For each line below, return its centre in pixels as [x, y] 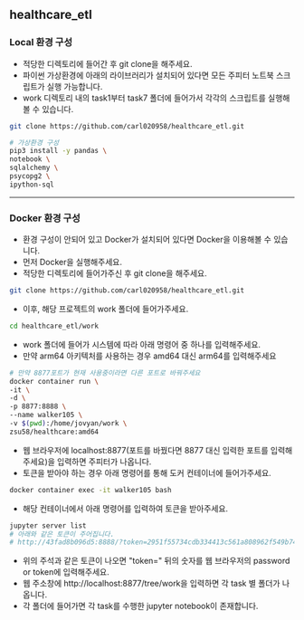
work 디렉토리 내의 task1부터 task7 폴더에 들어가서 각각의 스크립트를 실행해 [156, 98]
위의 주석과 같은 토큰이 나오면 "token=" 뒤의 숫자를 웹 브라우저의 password [156, 561]
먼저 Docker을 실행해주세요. [72, 262]
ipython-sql [32, 185]
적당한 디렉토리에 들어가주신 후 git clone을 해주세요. [114, 273]
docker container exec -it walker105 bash [90, 490]
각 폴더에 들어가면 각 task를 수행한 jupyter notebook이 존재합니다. [140, 606]
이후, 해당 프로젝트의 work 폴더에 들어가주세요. [105, 309]
